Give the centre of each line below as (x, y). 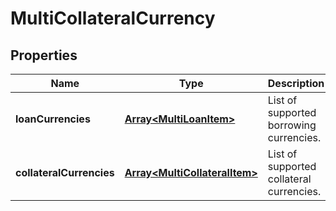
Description (296, 83)
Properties (44, 55)
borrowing (292, 125)
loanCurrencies (53, 119)
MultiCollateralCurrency (113, 18)
